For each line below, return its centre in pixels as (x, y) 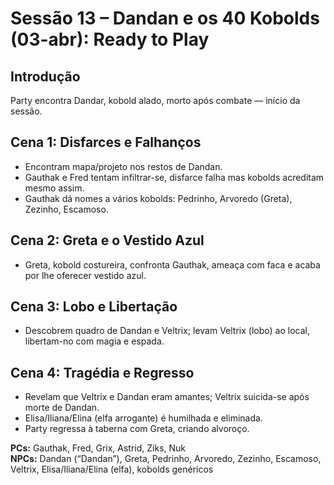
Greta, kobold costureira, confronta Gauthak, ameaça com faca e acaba (172, 264)
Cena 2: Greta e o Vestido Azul (107, 240)
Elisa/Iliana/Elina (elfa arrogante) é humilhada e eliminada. (143, 418)
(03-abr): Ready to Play (110, 39)
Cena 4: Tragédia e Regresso (102, 372)
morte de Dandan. (62, 408)
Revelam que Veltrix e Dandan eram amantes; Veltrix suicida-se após (167, 397)
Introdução (45, 76)
